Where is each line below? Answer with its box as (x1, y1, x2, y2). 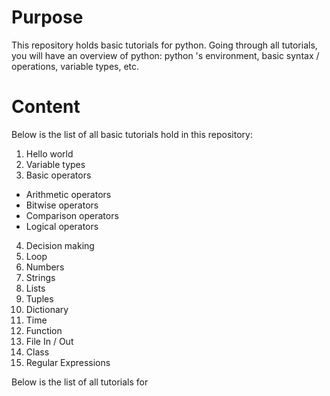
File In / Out (25, 335, 74, 347)
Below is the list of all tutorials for (11, 376, 149, 388)
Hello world (25, 147, 74, 160)
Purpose (11, 6, 84, 29)
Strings (25, 271, 56, 283)
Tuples (25, 292, 54, 305)
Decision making (25, 239, 95, 251)
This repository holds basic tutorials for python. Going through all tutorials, (11, 39, 318, 51)
